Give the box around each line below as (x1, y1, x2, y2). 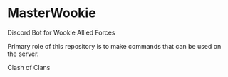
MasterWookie (7, 5, 96, 21)
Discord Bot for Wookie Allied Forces (7, 28, 115, 37)
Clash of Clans (7, 63, 51, 71)
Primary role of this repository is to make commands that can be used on (7, 42, 222, 50)
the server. (7, 49, 39, 58)
